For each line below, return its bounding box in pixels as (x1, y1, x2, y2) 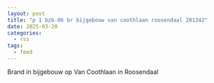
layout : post (7, 10, 45, 17)
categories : (7, 29, 42, 37)
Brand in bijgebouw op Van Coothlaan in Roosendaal (7, 67, 159, 76)
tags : (7, 42, 23, 49)
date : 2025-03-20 (7, 23, 58, 30)
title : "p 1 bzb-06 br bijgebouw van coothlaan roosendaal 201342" (7, 17, 208, 24)
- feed (13, 49, 33, 56)
